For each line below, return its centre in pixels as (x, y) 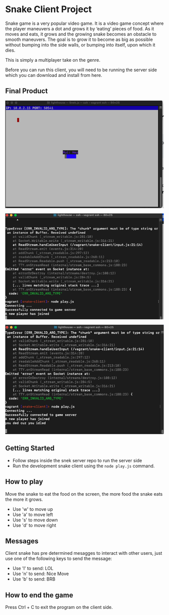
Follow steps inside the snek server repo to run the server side (77, 460)
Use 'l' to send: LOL (33, 568)
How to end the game (39, 595)
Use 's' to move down (35, 520)
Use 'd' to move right (34, 525)
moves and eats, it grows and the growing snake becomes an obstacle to (81, 34)
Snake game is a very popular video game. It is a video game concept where (84, 23)
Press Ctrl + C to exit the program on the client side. (59, 607)
